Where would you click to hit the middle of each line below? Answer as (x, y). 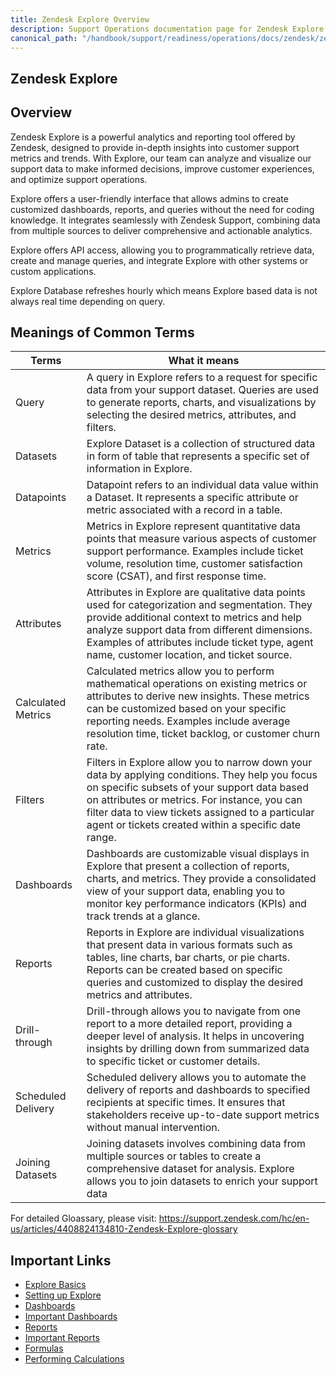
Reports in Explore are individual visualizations (195, 933)
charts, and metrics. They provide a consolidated (201, 879)
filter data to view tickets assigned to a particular (200, 813)
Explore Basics (55, 1285)
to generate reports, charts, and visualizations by (201, 403)
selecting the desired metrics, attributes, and (191, 415)
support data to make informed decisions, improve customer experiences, (162, 168)
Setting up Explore (63, 1295)
